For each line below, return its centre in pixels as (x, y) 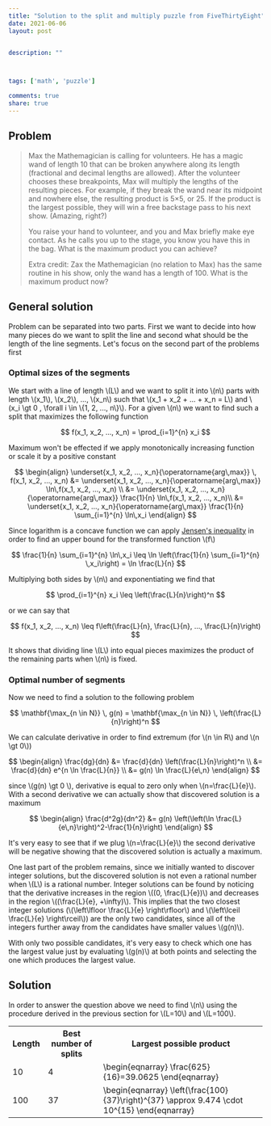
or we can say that (39, 610)
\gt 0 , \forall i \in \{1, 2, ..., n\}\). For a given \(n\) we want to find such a (140, 407)
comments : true (34, 96)
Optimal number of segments (67, 680)
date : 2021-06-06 (38, 23)
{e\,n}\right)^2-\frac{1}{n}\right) (110, 827)
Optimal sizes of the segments (69, 373)
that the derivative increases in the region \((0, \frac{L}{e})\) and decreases (134, 893)
